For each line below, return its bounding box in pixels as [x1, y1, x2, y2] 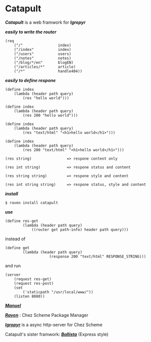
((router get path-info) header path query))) [31, 227, 129, 232]
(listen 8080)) [14, 294, 45, 299]
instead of [5, 236, 26, 242]
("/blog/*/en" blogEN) [14, 60, 74, 65]
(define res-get [5, 218, 38, 223]
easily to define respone [5, 77, 56, 83]
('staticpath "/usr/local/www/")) [23, 290, 93, 295]
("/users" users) [14, 51, 71, 56]
